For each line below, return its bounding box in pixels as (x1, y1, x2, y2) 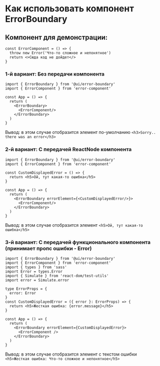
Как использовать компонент (5, 3, 134, 14)
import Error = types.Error (5, 269, 63, 274)
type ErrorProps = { (5, 286, 48, 291)
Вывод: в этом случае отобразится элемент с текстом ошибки (5, 351, 137, 357)
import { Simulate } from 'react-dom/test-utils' (5, 273, 109, 278)
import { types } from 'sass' (5, 265, 67, 270)
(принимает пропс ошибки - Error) (5, 245, 92, 252)
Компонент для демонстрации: (5, 33, 108, 41)
